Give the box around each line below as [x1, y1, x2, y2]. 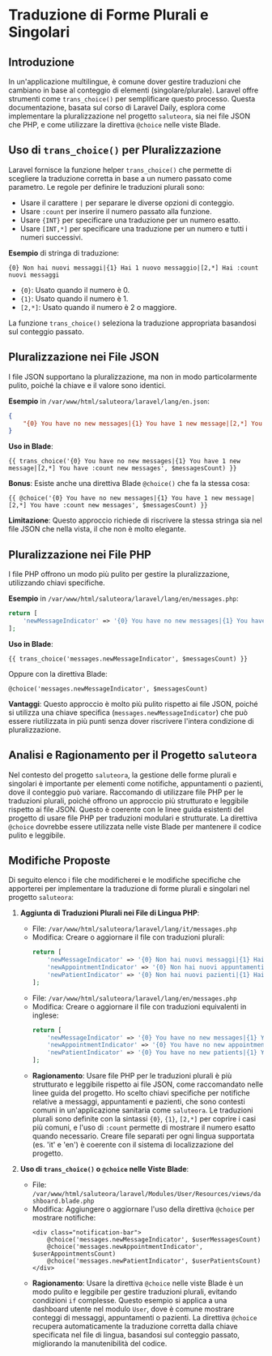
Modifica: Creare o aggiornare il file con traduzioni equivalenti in [32, 1001, 247, 1011]
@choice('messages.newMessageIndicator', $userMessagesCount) [47, 1236, 261, 1244]
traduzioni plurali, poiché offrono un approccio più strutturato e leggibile [8, 795, 249, 805]
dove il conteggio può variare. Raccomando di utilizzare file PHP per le [8, 787, 244, 797]
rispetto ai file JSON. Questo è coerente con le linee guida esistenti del [8, 804, 244, 814]
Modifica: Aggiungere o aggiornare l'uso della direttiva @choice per [32, 1204, 255, 1214]
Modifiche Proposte [8, 854, 111, 867]
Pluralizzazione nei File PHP [8, 548, 151, 562]
